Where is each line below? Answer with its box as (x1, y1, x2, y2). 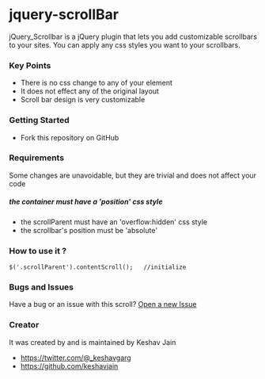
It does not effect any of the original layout (20, 86, 159, 96)
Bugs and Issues (9, 281, 74, 293)
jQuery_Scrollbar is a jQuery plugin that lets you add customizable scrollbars (9, 32, 258, 41)
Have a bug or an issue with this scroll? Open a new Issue (9, 300, 197, 309)
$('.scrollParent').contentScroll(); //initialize (9, 263, 187, 271)
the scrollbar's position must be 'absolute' (20, 225, 157, 235)
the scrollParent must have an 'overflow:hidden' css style (20, 216, 208, 227)
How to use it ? (9, 245, 66, 256)
